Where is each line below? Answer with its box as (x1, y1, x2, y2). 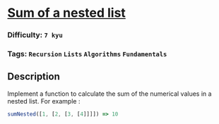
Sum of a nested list (7, 5, 126, 21)
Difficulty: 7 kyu (7, 30, 64, 40)
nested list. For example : (7, 97, 81, 105)
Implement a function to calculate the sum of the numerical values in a (7, 89, 212, 98)
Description (7, 70, 60, 82)
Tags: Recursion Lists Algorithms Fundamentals (7, 49, 167, 59)
